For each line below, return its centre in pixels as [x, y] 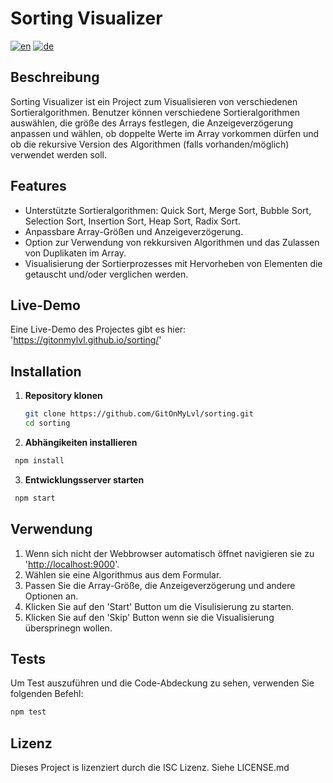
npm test [28, 712]
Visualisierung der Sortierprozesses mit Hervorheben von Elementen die [173, 263]
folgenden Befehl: [47, 694]
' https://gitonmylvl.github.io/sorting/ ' [86, 340]
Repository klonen [63, 396]
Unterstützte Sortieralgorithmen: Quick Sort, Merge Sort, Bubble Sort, [168, 210]
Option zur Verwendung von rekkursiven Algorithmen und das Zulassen [172, 242]
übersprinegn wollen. [68, 628]
